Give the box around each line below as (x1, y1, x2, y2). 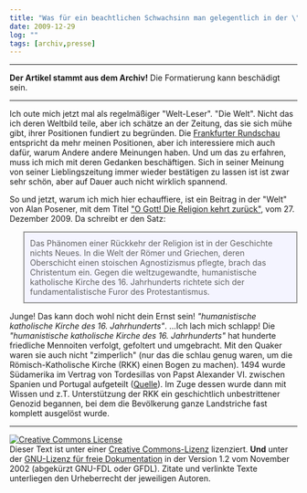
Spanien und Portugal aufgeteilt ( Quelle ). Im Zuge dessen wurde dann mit (9, 379, 287, 390)
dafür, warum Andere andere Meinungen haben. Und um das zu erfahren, (9, 147, 286, 158)
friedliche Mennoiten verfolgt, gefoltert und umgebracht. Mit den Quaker (9, 340, 282, 351)
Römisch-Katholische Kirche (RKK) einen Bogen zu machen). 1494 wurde (9, 360, 286, 371)
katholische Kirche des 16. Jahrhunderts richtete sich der (29, 277, 245, 288)
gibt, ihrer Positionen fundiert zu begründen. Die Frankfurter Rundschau (9, 128, 281, 139)
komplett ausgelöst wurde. (9, 408, 110, 419)
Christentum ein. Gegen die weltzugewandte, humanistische (29, 267, 258, 278)
